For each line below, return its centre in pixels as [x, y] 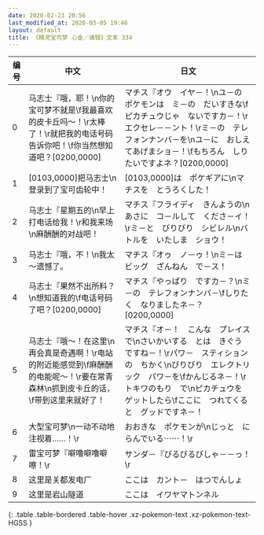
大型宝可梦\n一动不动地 [72, 427]
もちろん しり [221, 152]
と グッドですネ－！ [164, 412]
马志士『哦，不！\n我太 [72, 255]
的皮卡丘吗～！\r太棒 [67, 122]
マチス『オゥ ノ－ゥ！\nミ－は [183, 255]
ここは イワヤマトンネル [172, 495]
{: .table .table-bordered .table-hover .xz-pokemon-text [98, 515]
